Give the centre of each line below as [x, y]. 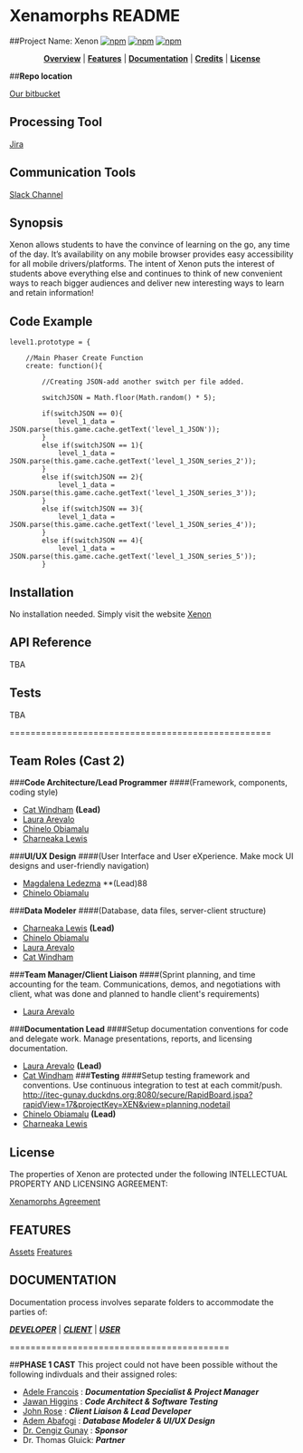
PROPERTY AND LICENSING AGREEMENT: [89, 1184]
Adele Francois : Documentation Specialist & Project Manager [141, 1391]
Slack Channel [36, 194]
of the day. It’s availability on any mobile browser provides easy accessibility [151, 254]
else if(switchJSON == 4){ [93, 541]
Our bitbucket [35, 93]
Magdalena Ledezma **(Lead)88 [85, 883]
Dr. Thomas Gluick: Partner [74, 1439]
